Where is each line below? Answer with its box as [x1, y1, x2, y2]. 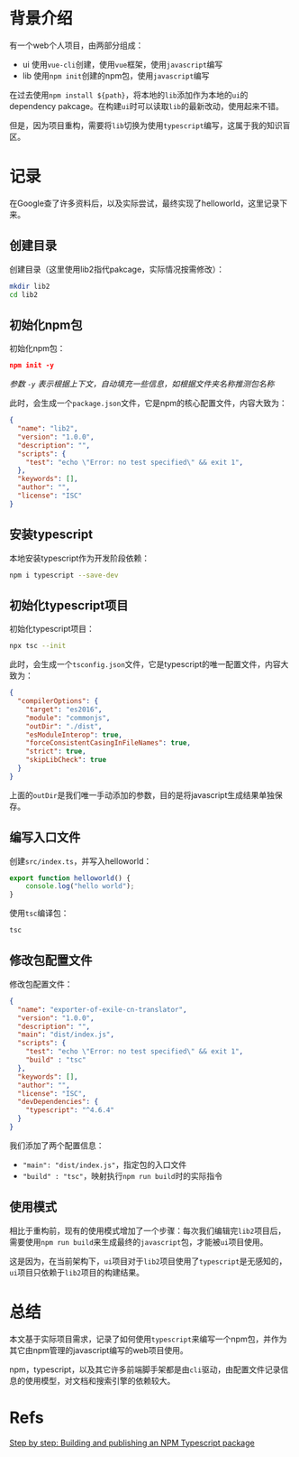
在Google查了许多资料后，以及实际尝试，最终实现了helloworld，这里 [9, 198, 264, 209]
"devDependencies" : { [17, 1098, 99, 1107]
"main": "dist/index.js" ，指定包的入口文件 [22, 1159, 187, 1170]
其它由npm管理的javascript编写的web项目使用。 [9, 1344, 189, 1355]
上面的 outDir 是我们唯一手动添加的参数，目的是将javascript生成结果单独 [9, 789, 275, 800]
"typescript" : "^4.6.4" [25, 1106, 115, 1115]
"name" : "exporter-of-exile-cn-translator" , [17, 1005, 187, 1014]
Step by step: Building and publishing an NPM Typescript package [9, 1437, 255, 1448]
